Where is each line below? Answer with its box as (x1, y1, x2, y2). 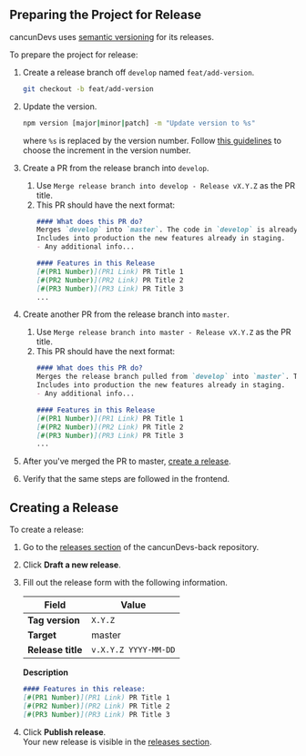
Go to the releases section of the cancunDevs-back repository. (22, 542, 260, 553)
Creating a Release (9, 500, 119, 516)
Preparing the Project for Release (9, 7, 202, 23)
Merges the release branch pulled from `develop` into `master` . (36, 373, 290, 382)
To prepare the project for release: (9, 49, 138, 60)
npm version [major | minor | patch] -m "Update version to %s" (22, 118, 256, 128)
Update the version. (22, 100, 97, 112)
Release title (26, 644, 83, 657)
